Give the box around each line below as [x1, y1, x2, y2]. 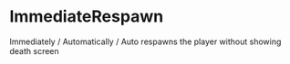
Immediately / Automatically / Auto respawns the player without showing [9, 36, 282, 47]
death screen [9, 45, 59, 56]
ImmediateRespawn [9, 6, 164, 27]
